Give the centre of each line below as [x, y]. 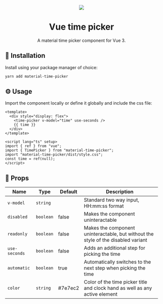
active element [101, 294]
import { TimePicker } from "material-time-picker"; [59, 150]
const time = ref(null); [30, 159]
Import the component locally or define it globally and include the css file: [79, 103]
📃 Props [17, 178]
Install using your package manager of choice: [51, 67]
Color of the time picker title [116, 282]
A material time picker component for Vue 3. [81, 40]
